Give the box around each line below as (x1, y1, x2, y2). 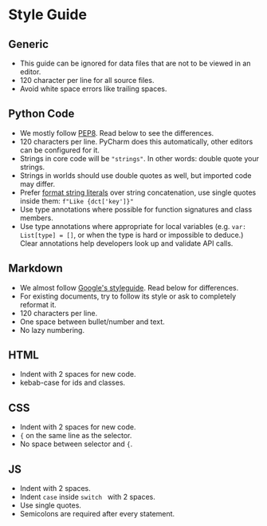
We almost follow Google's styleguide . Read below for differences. (19, 283, 239, 292)
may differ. (19, 179, 56, 188)
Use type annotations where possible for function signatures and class (19, 204, 253, 214)
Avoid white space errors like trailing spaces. (19, 84, 167, 93)
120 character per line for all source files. (19, 76, 155, 85)
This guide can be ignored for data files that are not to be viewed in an (19, 58, 251, 68)
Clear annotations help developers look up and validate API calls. (19, 238, 234, 248)
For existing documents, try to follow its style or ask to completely (19, 291, 237, 301)
